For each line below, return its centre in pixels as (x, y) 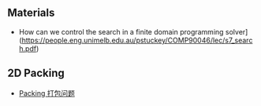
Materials (31, 13)
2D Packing (36, 73)
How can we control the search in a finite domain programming (121, 31)
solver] (237, 31)
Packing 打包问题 (47, 93)
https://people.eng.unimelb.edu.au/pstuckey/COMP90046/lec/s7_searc (137, 40)
